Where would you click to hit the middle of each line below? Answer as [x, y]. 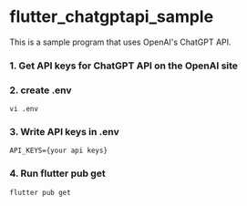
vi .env [24, 109]
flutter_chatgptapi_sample [112, 17]
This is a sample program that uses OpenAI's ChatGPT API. [120, 42]
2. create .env [41, 90]
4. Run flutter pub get [58, 173]
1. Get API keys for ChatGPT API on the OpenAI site [124, 66]
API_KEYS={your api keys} [58, 151]
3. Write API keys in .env [65, 132]
